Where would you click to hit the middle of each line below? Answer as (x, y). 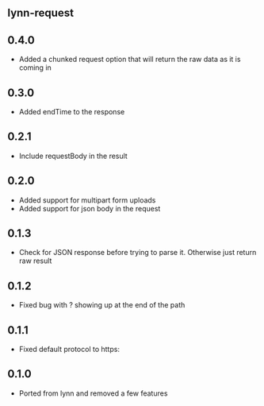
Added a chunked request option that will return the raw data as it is (130, 60)
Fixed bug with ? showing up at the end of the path (102, 305)
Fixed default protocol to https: (69, 350)
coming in (35, 68)
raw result (35, 261)
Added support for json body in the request (90, 208)
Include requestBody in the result (73, 156)
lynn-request (41, 13)
